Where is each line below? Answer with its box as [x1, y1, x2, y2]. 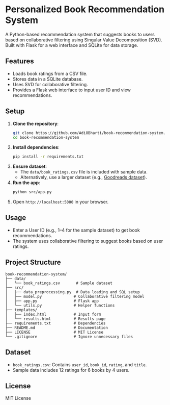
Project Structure [5, 258, 61, 267]
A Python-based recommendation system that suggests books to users [5, 31, 155, 37]
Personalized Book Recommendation [5, 4, 164, 15]
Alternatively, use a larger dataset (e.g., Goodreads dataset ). [20, 174, 148, 181]
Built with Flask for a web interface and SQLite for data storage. [5, 42, 138, 48]
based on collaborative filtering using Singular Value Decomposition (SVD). [5, 37, 163, 43]
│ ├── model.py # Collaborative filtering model [5, 294, 145, 299]
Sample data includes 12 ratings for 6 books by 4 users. [12, 367, 130, 373]
